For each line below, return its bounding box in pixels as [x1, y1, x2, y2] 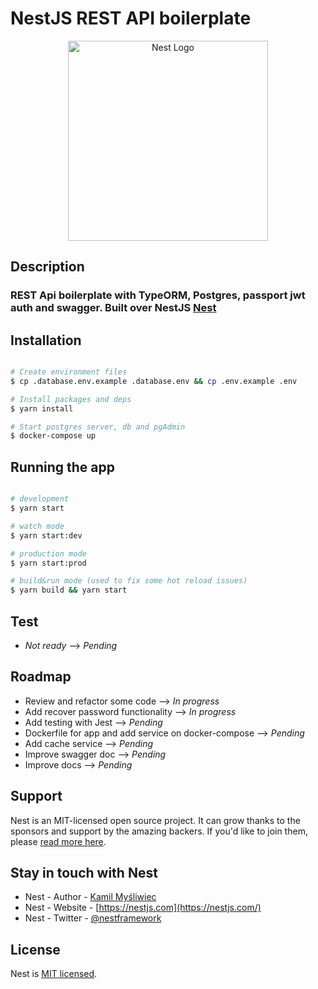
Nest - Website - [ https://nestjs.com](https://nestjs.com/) [24, 902, 262, 914]
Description [10, 258, 85, 276]
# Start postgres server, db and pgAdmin [10, 422, 186, 432]
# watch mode [10, 521, 65, 531]
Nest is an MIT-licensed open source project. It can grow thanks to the [10, 814, 301, 826]
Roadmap [10, 668, 72, 686]
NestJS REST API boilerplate [10, 7, 252, 30]
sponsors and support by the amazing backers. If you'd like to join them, [10, 825, 308, 837]
